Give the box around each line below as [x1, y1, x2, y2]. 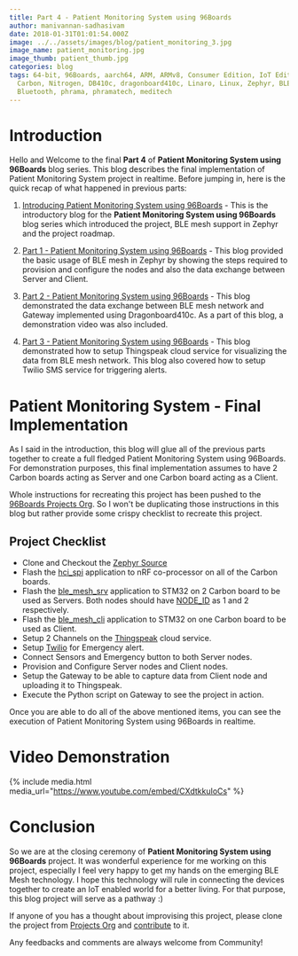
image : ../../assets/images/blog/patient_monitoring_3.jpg [9, 37, 232, 47]
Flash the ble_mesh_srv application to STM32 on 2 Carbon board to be [21, 586, 281, 597]
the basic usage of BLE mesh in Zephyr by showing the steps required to [21, 255, 288, 266]
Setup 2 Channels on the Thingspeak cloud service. [21, 633, 212, 644]
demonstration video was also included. [21, 319, 169, 330]
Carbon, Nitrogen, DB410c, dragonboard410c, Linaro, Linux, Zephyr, [17, 79, 276, 88]
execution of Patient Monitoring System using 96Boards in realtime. [9, 716, 256, 727]
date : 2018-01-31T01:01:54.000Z [9, 29, 129, 38]
